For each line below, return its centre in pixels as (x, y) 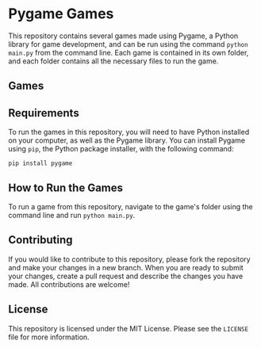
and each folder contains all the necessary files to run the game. (113, 61)
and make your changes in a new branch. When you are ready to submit (126, 267)
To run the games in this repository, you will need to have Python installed (129, 132)
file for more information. (49, 337)
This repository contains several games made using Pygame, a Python (123, 36)
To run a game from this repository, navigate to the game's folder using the (131, 206)
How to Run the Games (66, 187)
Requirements (44, 113)
